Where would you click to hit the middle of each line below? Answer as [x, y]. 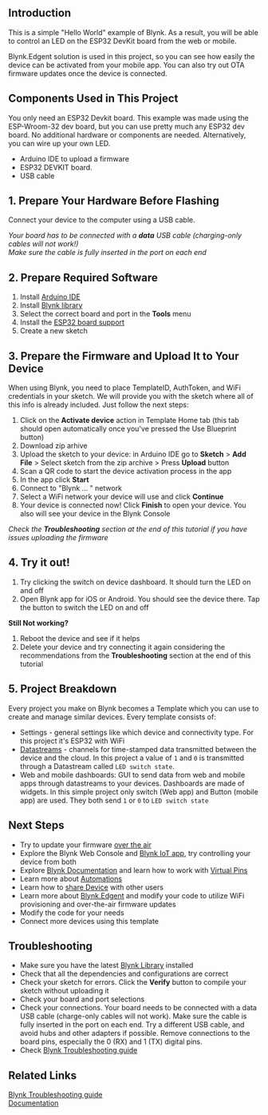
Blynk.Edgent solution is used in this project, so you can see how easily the [132, 56]
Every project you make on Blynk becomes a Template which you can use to [134, 708]
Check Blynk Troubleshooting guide [79, 1050]
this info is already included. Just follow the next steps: [99, 405]
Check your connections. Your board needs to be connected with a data [138, 1008]
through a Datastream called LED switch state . [97, 766]
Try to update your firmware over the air [85, 844]
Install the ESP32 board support [72, 322]
